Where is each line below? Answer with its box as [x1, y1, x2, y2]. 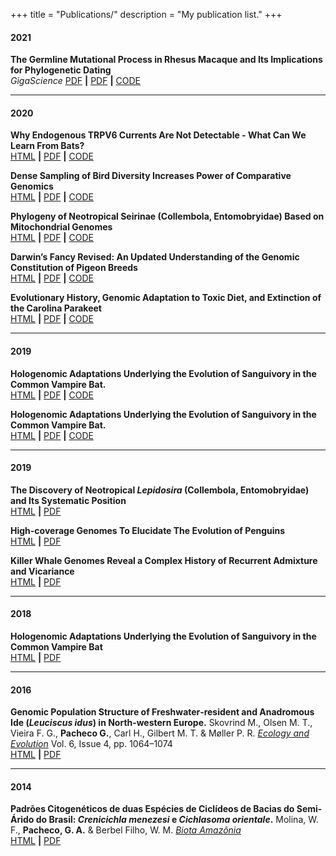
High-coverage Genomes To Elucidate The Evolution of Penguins [10, 524, 286, 536]
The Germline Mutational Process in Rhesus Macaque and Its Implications [10, 54, 323, 66]
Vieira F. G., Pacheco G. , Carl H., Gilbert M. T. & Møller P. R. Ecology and [10, 727, 310, 739]
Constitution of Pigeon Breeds [10, 262, 138, 274]
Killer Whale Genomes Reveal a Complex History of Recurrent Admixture [10, 554, 318, 566]
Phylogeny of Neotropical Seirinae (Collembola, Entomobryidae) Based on [10, 210, 325, 223]
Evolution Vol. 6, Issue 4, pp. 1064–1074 [10, 738, 173, 750]
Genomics [10, 180, 54, 193]
